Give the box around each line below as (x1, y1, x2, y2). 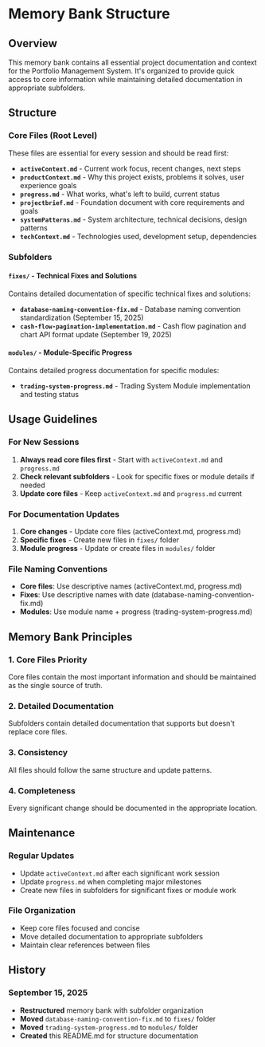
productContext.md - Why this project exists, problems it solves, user (19, 172, 245, 182)
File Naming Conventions (8, 563, 108, 574)
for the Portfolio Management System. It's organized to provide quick (8, 66, 235, 76)
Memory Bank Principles (8, 630, 133, 644)
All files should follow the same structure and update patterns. (8, 765, 212, 774)
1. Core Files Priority (8, 654, 88, 665)
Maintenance (8, 826, 76, 840)
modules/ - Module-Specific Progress (8, 348, 133, 357)
